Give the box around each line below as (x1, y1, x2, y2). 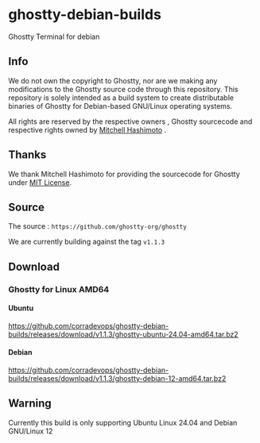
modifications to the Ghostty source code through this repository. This (8, 84, 239, 94)
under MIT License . (8, 177, 72, 187)
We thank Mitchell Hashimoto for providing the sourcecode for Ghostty (8, 169, 240, 179)
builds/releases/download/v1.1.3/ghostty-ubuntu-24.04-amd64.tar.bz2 (8, 329, 239, 339)
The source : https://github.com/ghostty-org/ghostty (8, 221, 187, 231)
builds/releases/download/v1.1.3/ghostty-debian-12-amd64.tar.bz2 (8, 374, 227, 383)
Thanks (8, 148, 47, 162)
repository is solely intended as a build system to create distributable (8, 93, 235, 102)
